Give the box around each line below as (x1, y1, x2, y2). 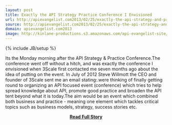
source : (5, 21, 22, 27)
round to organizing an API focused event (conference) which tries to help (5, 82, 162, 88)
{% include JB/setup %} (5, 45, 56, 51)
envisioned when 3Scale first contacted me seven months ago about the (5, 66, 159, 72)
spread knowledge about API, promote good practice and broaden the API (5, 88, 162, 93)
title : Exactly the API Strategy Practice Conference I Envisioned (5, 12, 153, 17)
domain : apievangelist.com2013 (5, 27, 72, 32)
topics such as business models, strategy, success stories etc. (5, 104, 137, 110)
